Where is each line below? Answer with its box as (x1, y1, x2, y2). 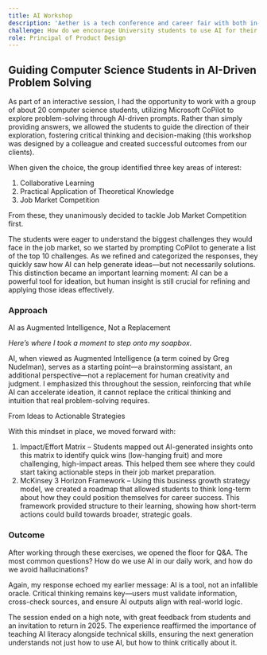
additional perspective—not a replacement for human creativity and (8, 370, 230, 380)
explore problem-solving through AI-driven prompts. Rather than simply (8, 114, 243, 123)
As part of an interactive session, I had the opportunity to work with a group (8, 97, 257, 107)
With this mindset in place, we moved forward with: (8, 427, 176, 436)
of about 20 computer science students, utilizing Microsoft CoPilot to (8, 105, 234, 115)
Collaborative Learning (19, 178, 95, 188)
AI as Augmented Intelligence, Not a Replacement (8, 323, 171, 332)
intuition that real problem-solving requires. (8, 396, 150, 405)
